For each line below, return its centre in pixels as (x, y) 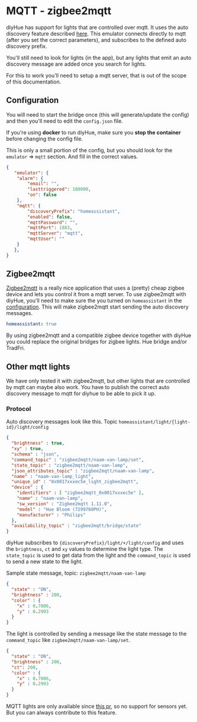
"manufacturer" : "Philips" (51, 515)
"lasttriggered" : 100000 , (59, 190)
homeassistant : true (32, 324)
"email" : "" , (43, 184)
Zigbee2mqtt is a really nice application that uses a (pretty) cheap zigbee (95, 288)
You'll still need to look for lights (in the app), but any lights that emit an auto (99, 57)
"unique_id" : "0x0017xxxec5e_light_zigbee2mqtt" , (75, 482)
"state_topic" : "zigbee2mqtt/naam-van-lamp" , (70, 465)
